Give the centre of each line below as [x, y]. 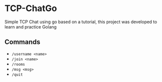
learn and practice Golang [31, 27]
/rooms [18, 64]
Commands [23, 42]
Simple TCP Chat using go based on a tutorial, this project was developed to [81, 22]
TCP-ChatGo [31, 8]
